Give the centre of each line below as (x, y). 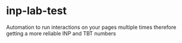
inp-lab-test (36, 11)
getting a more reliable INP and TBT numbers (61, 33)
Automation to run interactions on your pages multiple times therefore (91, 27)
